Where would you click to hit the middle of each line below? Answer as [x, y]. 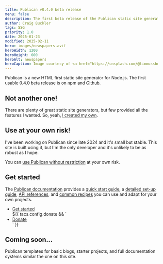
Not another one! [31, 98]
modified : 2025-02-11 [27, 41]
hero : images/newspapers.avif [36, 46]
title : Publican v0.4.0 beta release [43, 9]
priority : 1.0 [19, 32]
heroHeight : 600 [21, 55]
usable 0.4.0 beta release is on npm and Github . [53, 83]
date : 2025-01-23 [23, 37]
